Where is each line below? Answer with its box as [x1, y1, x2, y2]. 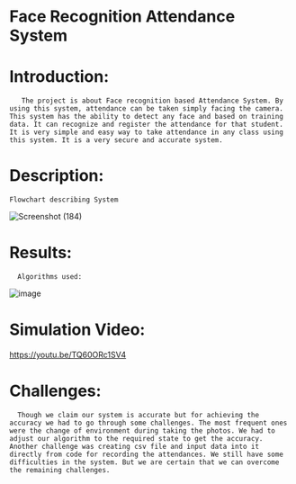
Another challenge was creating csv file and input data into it [9, 442, 259, 451]
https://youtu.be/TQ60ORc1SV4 [9, 349, 127, 360]
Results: [9, 243, 72, 263]
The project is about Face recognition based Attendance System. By [21, 96, 283, 105]
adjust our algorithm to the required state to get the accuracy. [9, 434, 264, 443]
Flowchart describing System [9, 195, 119, 204]
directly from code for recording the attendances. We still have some [9, 450, 283, 459]
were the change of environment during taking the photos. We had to [9, 426, 276, 435]
